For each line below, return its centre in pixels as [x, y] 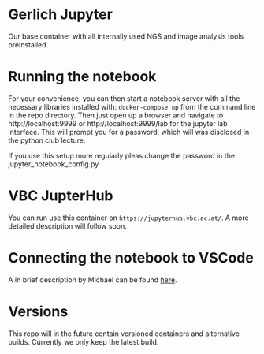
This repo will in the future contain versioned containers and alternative [124, 334]
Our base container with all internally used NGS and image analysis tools [126, 36]
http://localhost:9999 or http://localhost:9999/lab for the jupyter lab [118, 123]
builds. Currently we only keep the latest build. [84, 341]
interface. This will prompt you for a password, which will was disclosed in [129, 132]
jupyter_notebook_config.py [54, 164]
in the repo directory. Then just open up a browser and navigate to [116, 115]
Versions [38, 311]
